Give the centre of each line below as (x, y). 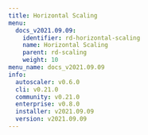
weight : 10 (41, 60)
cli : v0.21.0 (37, 89)
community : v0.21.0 (48, 97)
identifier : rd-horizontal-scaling (82, 38)
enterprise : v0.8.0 (48, 104)
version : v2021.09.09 (51, 119)
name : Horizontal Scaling (66, 45)
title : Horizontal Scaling (53, 15)
